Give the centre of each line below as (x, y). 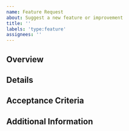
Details (20, 80)
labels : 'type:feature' (36, 29)
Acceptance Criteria (45, 101)
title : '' (19, 23)
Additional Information (50, 122)
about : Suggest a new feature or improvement (64, 18)
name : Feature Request (35, 12)
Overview (25, 59)
